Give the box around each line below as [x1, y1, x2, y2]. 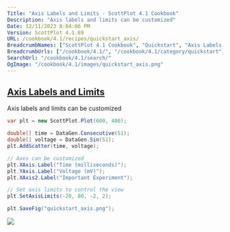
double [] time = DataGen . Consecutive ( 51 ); [7, 130, 130, 137]
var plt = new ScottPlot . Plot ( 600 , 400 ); [7, 118, 127, 125]
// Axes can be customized [7, 155, 84, 162]
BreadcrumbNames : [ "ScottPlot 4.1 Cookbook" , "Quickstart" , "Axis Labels [7, 42, 222, 49]
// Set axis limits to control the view [7, 186, 125, 194]
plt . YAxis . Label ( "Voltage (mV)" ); [7, 168, 106, 175]
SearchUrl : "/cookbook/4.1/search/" [7, 55, 112, 62]
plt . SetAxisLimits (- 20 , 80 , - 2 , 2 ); [7, 193, 112, 200]
